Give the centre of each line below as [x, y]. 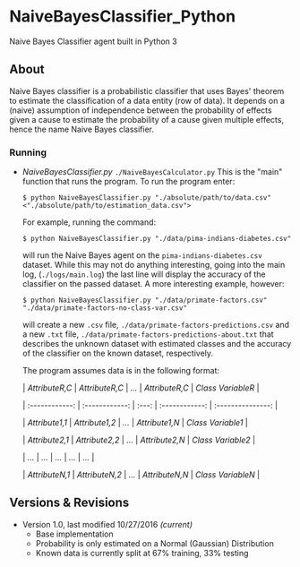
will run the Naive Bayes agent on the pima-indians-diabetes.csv [142, 255]
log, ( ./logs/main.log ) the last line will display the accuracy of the [144, 274]
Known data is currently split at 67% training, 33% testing [142, 553]
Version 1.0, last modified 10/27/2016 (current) [107, 524]
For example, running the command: [89, 222]
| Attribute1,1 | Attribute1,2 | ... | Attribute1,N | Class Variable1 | [135, 423]
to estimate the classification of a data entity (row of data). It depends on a [147, 100]
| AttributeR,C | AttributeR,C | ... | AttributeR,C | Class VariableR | [141, 388]
